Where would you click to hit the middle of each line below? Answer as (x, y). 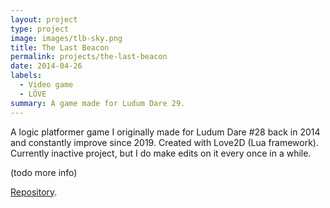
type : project (40, 29)
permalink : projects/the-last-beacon (89, 57)
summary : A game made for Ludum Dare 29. (98, 103)
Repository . (34, 192)
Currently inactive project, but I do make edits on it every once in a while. (161, 153)
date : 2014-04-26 (46, 66)
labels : (26, 76)
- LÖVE (33, 94)
